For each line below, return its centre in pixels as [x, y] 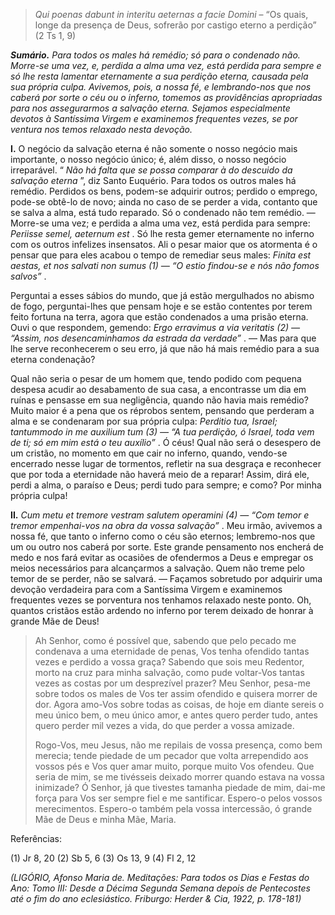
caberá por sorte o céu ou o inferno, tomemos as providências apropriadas [166, 97]
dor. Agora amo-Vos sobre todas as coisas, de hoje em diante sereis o [179, 704]
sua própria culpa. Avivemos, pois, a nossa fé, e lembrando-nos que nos [161, 87]
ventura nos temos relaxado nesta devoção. [101, 129]
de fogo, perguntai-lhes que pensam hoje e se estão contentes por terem [161, 306]
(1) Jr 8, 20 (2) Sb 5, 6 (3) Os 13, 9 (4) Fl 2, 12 [103, 858]
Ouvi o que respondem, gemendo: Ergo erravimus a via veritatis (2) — [155, 327]
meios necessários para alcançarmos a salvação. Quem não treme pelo [157, 568]
